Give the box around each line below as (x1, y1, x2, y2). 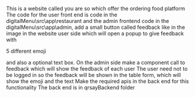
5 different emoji (6, 48, 46, 55)
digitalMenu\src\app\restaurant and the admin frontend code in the (6, 18, 170, 24)
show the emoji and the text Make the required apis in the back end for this (6, 78, 189, 85)
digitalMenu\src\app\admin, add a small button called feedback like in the (6, 24, 186, 31)
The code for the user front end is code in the (6, 11, 117, 18)
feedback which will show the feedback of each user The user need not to (6, 65, 188, 72)
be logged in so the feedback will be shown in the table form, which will (6, 72, 181, 78)
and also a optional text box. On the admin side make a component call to (6, 59, 186, 66)
